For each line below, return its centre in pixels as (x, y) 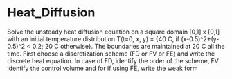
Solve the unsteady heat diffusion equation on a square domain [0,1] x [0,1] (114, 32)
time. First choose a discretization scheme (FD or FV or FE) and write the (111, 54)
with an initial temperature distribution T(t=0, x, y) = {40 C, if (93, 38)
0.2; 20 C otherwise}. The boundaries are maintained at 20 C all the (128, 46)
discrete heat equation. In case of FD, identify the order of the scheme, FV (113, 60)
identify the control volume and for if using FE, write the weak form (103, 68)
